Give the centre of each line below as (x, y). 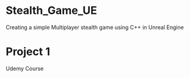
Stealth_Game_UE (51, 11)
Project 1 (28, 52)
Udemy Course (25, 68)
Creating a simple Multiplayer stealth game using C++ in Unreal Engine (95, 27)
